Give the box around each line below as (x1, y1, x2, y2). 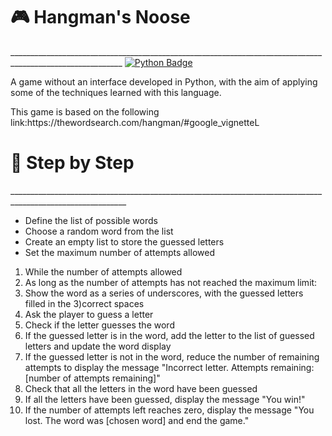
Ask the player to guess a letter (24, 308, 154, 320)
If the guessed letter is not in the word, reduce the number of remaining (24, 350, 320, 363)
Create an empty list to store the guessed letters (24, 235, 225, 248)
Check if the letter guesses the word (24, 319, 175, 331)
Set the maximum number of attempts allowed (24, 246, 215, 258)
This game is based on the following (10, 105, 160, 118)
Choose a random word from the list (24, 225, 174, 237)
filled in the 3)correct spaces (24, 297, 145, 309)
